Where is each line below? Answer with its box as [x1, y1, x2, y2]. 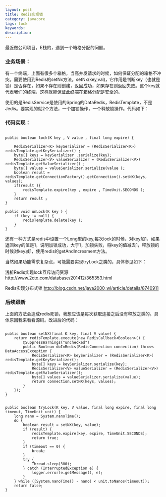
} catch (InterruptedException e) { [23, 466, 99, 471]
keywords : [5, 26, 26, 31]
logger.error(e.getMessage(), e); [31, 470, 103, 475]
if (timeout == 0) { [23, 444, 65, 449]
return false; [14, 483, 43, 488]
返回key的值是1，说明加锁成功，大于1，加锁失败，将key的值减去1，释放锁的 [5, 242, 160, 248]
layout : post [5, 7, 32, 12]
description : [5, 30, 32, 35]
